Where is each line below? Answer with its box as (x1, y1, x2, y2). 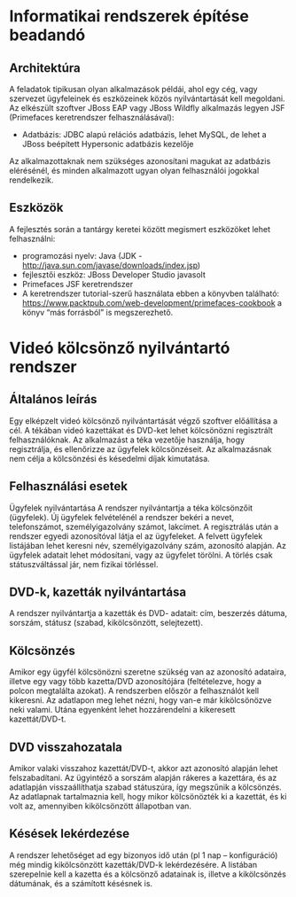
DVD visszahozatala (9, 739, 122, 754)
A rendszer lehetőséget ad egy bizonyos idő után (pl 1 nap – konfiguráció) (9, 849, 278, 861)
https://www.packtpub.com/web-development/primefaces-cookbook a (21, 297, 282, 308)
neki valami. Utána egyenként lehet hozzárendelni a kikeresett (9, 705, 236, 715)
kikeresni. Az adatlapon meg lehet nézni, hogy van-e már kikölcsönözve (9, 695, 272, 706)
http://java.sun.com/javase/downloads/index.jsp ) (21, 260, 201, 270)
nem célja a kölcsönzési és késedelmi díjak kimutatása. (9, 453, 210, 464)
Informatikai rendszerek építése (9, 6, 250, 27)
